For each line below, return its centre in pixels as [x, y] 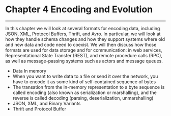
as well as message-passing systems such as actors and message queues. [84, 61]
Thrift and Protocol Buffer [39, 109]
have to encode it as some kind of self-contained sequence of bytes [84, 82]
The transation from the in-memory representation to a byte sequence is [89, 87]
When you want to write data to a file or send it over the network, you [85, 76]
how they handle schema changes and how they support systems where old [85, 39]
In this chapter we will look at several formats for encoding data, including [83, 28]
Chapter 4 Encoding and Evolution [79, 9]
